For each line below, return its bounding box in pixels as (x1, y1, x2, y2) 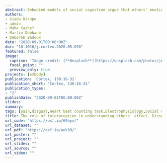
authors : (5, 12, 23, 17)
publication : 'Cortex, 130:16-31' (5, 77, 77, 81)
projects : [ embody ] (5, 72, 46, 77)
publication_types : (5, 85, 46, 91)
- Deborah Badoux (5, 35, 41, 40)
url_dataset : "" (5, 123, 39, 128)
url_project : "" (5, 137, 39, 142)
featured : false (5, 49, 39, 54)
